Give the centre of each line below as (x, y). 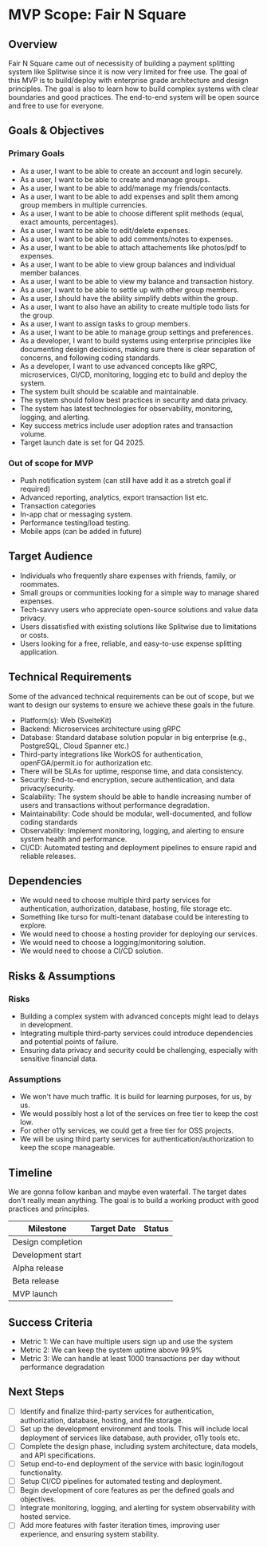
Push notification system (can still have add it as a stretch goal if (126, 480)
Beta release (36, 1281)
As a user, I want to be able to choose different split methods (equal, (132, 213)
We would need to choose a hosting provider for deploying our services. (138, 934)
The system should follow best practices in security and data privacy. (134, 400)
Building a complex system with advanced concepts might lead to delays (139, 1016)
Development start (47, 1255)
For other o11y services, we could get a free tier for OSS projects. (126, 1130)
